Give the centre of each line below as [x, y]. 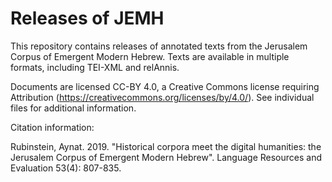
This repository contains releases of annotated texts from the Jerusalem [159, 46]
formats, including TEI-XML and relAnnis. [95, 67]
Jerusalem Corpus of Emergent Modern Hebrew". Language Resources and [166, 157]
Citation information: [52, 127]
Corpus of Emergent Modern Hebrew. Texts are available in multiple [150, 56]
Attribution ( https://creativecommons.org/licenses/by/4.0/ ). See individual [162, 97]
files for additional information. [73, 108]
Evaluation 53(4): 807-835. [66, 168]
